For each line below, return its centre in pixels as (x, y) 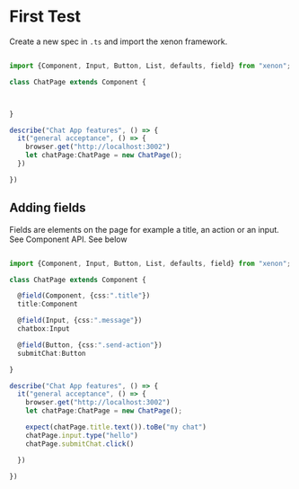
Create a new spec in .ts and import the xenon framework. (119, 41)
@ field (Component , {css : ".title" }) (84, 296)
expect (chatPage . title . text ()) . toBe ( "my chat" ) (116, 427)
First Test (45, 17)
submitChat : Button (52, 353)
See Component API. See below (68, 239)
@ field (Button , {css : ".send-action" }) (90, 345)
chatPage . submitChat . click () (80, 444)
